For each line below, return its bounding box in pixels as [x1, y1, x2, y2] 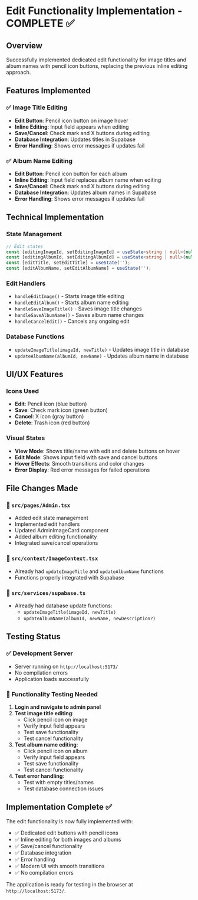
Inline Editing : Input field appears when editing [14, 123, 129, 130]
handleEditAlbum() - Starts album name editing [14, 299, 129, 306]
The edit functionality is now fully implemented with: [6, 817, 133, 824]
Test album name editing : [14, 741, 78, 748]
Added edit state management [14, 515, 88, 522]
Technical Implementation [6, 212, 104, 222]
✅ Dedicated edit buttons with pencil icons [14, 829, 119, 836]
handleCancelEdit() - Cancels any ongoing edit [14, 318, 130, 325]
